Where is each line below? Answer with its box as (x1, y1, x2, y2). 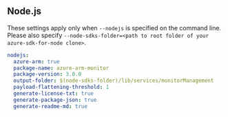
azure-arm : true (13, 58, 60, 65)
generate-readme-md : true (13, 103, 88, 109)
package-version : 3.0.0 (13, 71, 81, 78)
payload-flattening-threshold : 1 (13, 84, 110, 91)
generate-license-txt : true (13, 90, 94, 97)
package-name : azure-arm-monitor (13, 65, 110, 72)
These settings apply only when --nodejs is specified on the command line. (7, 23, 222, 32)
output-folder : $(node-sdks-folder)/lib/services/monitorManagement (13, 77, 214, 85)
